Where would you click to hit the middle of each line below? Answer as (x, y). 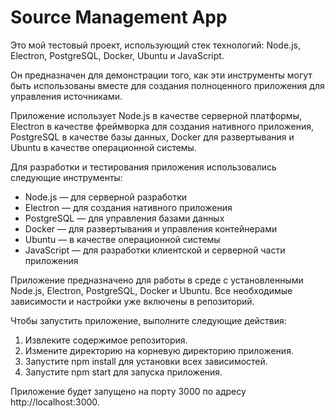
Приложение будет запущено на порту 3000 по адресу (128, 391)
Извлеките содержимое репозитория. (106, 340)
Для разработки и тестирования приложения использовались (143, 167)
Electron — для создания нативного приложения (128, 207)
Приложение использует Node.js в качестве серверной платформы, (156, 115)
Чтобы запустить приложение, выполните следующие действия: (148, 320)
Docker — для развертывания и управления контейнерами (151, 228)
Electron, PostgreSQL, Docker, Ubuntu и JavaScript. (117, 55)
